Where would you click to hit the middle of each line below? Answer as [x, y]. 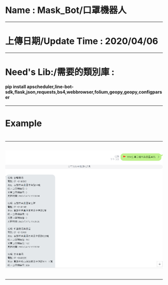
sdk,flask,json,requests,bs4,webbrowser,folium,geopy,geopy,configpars [84, 92]
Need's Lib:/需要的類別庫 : [60, 72]
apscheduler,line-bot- [50, 86]
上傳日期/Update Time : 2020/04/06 [82, 41]
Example [23, 123]
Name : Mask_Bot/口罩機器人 [66, 10]
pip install [16, 86]
